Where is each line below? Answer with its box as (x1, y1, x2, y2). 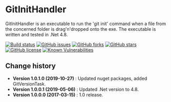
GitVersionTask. (12, 80, 46, 87)
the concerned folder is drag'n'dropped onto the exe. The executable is (5, 26, 156, 32)
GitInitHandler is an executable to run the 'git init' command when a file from (5, 21, 166, 27)
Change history (5, 62, 56, 70)
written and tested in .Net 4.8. (5, 31, 68, 37)
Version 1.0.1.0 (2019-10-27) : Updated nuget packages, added (12, 75, 147, 81)
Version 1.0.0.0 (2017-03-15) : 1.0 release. (12, 91, 103, 98)
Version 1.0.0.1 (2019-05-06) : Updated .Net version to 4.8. (12, 86, 139, 92)
